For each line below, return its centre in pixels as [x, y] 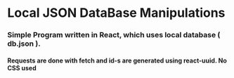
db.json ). [24, 44]
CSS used [22, 67]
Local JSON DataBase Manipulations [116, 13]
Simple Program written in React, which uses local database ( [114, 35]
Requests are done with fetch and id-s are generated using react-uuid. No [117, 60]
